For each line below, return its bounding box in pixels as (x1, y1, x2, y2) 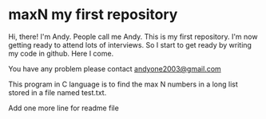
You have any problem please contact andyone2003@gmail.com (8, 63, 221, 73)
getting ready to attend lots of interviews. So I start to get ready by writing (8, 40, 252, 49)
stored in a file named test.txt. (8, 87, 107, 97)
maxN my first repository (8, 6, 178, 24)
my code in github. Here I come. (8, 48, 114, 58)
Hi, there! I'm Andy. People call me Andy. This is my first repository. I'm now (8, 32, 258, 41)
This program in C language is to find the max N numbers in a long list (8, 79, 238, 89)
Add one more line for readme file (8, 103, 120, 113)
